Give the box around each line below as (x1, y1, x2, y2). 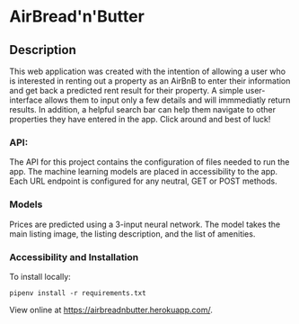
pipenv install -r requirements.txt (9, 288, 146, 298)
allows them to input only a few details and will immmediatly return (44, 94, 291, 105)
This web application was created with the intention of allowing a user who (9, 66, 286, 76)
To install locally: (9, 271, 72, 282)
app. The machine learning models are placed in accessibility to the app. (9, 166, 278, 177)
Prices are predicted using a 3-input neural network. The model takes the (9, 219, 281, 229)
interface (9, 94, 43, 105)
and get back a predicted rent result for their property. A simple (9, 85, 244, 95)
